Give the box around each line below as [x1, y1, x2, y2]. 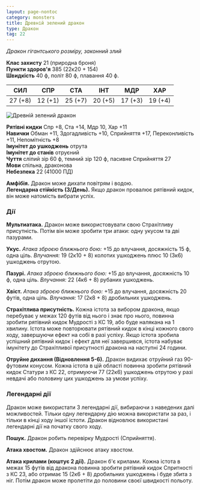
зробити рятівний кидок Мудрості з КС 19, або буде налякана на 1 [6, 319, 175, 326]
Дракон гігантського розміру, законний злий [6, 47, 122, 55]
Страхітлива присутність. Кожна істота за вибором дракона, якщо [6, 306, 180, 313]
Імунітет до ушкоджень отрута [6, 142, 88, 150]
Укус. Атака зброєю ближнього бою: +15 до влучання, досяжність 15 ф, [6, 246, 191, 253]
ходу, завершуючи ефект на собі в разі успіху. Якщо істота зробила [6, 331, 179, 339]
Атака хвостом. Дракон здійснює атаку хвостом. [6, 446, 134, 453]
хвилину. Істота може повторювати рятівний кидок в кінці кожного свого [6, 325, 194, 332]
